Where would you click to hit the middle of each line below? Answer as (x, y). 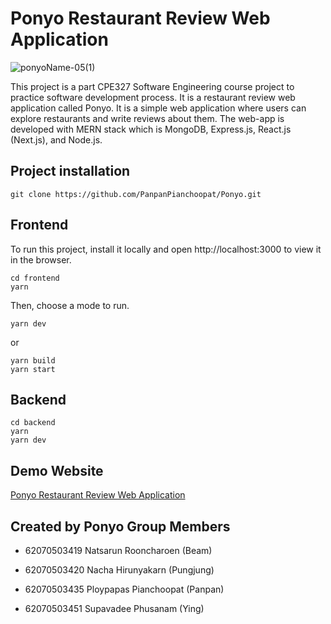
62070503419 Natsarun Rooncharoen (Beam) (118, 550)
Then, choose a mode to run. (70, 305)
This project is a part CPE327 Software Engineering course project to (152, 86)
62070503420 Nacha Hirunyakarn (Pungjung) (119, 570)
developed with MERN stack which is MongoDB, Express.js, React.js (151, 129)
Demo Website (57, 470)
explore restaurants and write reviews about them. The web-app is (147, 118)
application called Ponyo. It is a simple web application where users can (158, 108)
